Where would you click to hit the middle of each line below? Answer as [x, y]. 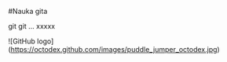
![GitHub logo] [31, 41]
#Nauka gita [28, 11]
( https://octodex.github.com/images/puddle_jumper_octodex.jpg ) [114, 49]
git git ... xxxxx [32, 26]
